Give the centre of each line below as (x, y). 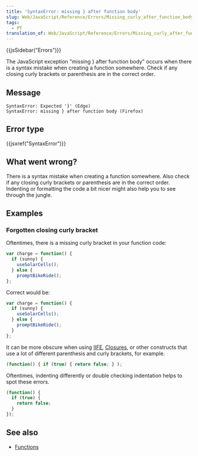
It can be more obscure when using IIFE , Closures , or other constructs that (97, 347)
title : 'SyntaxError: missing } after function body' (74, 11)
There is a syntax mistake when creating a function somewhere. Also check (98, 176)
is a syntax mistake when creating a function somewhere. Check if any (92, 68)
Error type (25, 129)
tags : (13, 22)
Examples (24, 213)
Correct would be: (28, 292)
